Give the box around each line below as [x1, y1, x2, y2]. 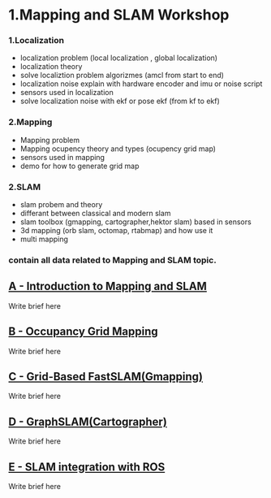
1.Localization [8, 35, 65, 46]
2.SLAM [8, 181, 41, 193]
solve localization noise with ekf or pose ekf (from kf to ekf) [19, 96, 221, 106]
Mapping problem [19, 135, 80, 145]
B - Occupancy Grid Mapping [8, 325, 158, 339]
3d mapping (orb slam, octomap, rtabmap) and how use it [19, 226, 213, 236]
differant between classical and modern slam [19, 209, 171, 219]
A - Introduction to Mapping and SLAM [8, 279, 207, 293]
